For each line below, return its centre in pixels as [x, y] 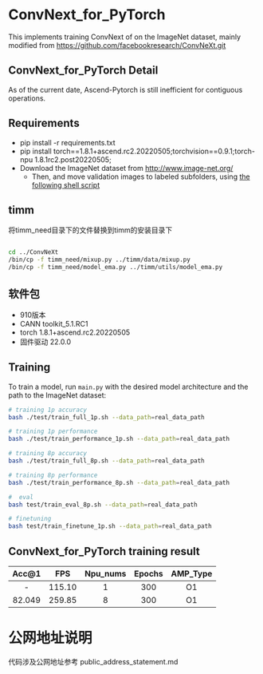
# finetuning [30, 519]
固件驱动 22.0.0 [45, 342]
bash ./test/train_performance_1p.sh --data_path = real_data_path [119, 439]
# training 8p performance [53, 475]
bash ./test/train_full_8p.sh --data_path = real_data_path [106, 461]
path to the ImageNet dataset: [57, 395]
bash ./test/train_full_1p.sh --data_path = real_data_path [106, 417]
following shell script [66, 184]
